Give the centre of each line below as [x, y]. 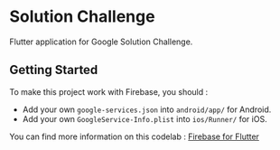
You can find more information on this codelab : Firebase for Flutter [135, 136]
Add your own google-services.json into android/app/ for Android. [147, 109]
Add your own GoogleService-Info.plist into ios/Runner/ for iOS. [145, 118]
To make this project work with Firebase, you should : [109, 91]
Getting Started [54, 70]
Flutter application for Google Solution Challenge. [101, 42]
